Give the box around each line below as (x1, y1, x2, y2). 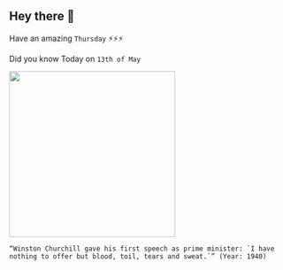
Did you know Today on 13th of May (9, 53, 141, 64)
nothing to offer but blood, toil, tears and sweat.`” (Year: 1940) (9, 251, 267, 261)
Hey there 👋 (9, 9, 75, 24)
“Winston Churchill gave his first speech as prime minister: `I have (9, 244, 275, 253)
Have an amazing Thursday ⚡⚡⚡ (9, 33, 124, 43)
